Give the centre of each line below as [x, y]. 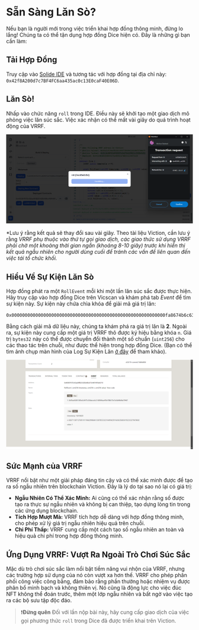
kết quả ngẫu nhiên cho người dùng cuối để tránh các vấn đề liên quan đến [98, 252]
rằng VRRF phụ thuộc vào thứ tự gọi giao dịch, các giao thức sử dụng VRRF [98, 239]
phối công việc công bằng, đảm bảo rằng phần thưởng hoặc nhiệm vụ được [98, 581]
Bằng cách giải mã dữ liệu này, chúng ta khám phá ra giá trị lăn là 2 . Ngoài [97, 326]
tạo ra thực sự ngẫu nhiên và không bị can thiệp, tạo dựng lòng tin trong [102, 504]
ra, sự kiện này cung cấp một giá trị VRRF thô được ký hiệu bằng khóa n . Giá [99, 333]
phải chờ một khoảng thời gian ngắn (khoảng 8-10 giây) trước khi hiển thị [96, 246]
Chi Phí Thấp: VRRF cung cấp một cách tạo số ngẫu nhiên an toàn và [99, 530]
